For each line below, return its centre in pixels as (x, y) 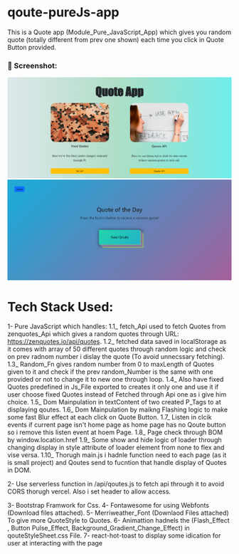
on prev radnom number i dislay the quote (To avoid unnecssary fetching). (116, 357)
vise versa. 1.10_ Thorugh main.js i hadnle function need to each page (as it (117, 455)
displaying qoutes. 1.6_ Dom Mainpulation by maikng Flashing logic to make (118, 409)
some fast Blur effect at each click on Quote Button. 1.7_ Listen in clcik (110, 417)
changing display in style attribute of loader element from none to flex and (116, 448)
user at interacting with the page (55, 543)
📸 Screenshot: (32, 66)
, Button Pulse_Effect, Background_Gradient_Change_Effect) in (99, 528)
